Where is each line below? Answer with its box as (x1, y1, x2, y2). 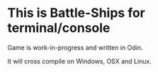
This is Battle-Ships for (7, 5, 145, 21)
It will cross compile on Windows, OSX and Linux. (7, 56, 152, 65)
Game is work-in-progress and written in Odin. (7, 43, 143, 52)
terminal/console (7, 20, 111, 36)
